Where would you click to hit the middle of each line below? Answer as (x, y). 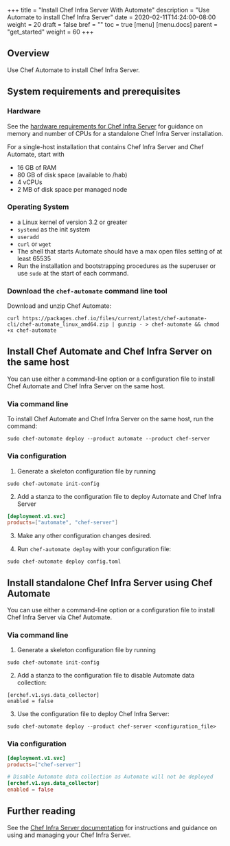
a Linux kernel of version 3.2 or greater (72, 222)
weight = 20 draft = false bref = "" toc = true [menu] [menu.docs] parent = (113, 24)
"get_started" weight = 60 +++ (50, 32)
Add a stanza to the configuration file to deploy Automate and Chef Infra (119, 496)
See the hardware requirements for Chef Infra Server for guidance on (105, 126)
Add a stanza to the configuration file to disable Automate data (106, 676)
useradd (28, 237)
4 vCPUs (30, 182)
